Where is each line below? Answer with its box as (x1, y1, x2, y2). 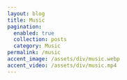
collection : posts (13, 36, 68, 43)
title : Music (7, 17, 45, 24)
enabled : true (13, 29, 54, 37)
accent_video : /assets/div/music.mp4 (7, 62, 117, 69)
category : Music (13, 42, 61, 49)
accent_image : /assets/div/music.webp (7, 56, 120, 63)
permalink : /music (7, 49, 61, 56)
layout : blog (7, 10, 45, 17)
